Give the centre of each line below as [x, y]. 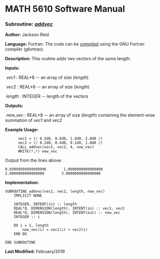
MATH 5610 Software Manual [65, 9]
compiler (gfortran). [25, 49]
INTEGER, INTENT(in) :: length [45, 204]
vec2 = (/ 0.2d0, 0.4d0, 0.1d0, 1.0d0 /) [60, 143]
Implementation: [22, 183]
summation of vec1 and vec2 [33, 121]
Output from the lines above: [33, 160]
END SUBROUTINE [20, 242]
